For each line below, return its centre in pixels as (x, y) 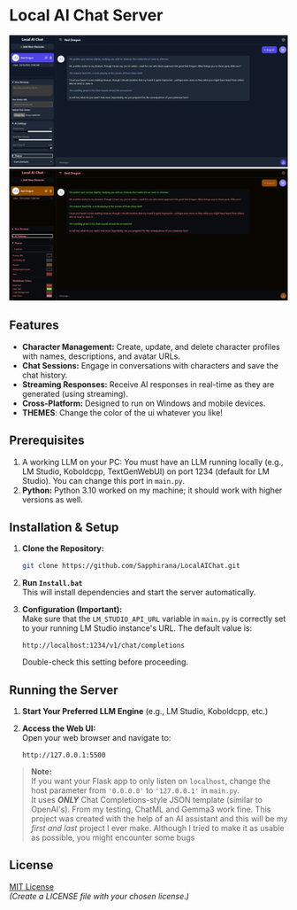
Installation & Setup (64, 527)
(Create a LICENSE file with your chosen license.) (99, 896)
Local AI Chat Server (86, 16)
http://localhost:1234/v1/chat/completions (103, 646)
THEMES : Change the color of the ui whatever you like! (122, 412)
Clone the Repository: (63, 548)
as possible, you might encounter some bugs (113, 837)
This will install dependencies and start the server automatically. (139, 592)
